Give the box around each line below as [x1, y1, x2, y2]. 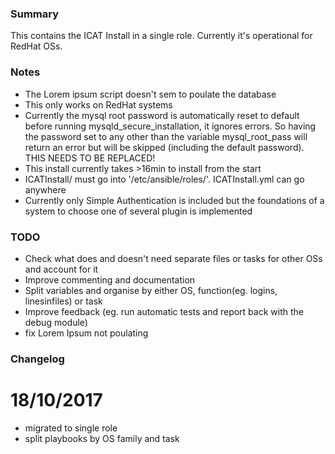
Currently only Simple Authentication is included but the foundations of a [24, 194, 325, 206]
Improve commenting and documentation [24, 273, 196, 286]
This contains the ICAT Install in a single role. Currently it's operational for [10, 30, 313, 42]
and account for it [24, 263, 99, 275]
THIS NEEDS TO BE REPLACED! [24, 152, 156, 164]
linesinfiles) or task [24, 295, 103, 307]
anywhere [24, 183, 67, 196]
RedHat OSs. [10, 40, 63, 52]
